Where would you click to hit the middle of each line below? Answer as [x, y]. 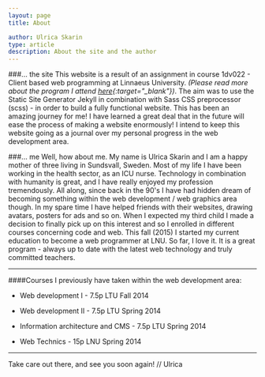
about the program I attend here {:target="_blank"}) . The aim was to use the [131, 91]
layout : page [30, 15]
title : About [30, 23]
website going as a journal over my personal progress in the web [113, 133]
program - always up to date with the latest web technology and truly [120, 249]
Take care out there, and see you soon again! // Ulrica [95, 364]
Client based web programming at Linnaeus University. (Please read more [128, 83]
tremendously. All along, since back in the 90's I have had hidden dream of [130, 190]
